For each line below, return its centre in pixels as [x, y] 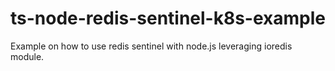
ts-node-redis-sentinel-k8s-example [168, 18]
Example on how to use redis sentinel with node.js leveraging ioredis [151, 46]
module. [27, 56]
